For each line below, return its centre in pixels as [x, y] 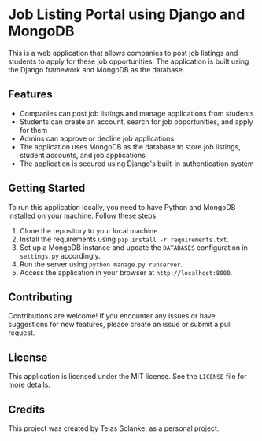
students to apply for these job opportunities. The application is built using [129, 61]
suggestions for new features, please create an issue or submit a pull [120, 325]
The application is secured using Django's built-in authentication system [137, 164]
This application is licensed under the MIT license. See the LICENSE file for [127, 377]
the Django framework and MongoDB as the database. [96, 69]
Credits [27, 409]
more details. [30, 385]
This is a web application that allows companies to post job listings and [123, 53]
